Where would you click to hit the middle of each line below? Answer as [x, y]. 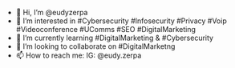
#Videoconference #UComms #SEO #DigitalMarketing [106, 29]
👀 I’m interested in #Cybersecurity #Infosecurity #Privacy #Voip [121, 21]
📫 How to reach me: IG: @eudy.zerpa [79, 55]
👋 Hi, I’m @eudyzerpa [52, 12]
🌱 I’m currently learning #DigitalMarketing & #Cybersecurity [115, 38]
